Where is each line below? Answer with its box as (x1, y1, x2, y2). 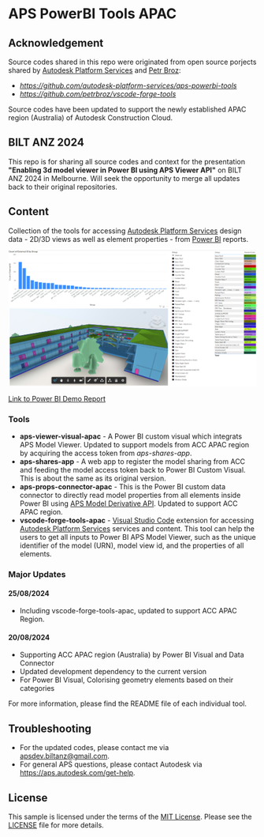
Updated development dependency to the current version (19, 667, 207, 677)
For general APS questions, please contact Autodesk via (19, 760, 203, 769)
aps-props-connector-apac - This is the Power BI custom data (19, 482, 226, 492)
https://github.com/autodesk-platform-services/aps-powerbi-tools (19, 81, 237, 90)
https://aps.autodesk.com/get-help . (19, 768, 136, 778)
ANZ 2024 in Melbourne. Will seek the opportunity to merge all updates (8, 173, 240, 183)
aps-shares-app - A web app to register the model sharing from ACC (19, 457, 246, 466)
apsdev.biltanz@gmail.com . (19, 752, 110, 761)
